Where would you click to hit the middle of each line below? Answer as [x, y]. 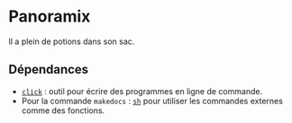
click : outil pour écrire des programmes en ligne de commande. [142, 91]
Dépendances [49, 70]
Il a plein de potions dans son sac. [72, 41]
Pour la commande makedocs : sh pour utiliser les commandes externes [152, 101]
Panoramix [50, 17]
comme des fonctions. [63, 110]
